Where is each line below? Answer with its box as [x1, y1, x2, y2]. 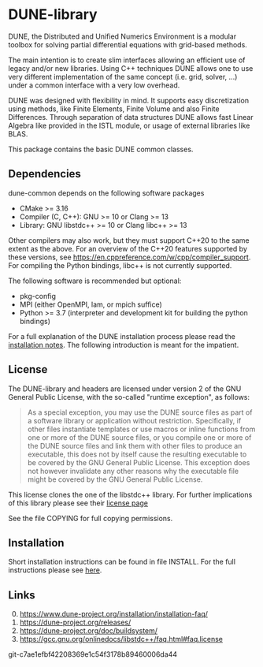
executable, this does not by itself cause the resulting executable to [27, 449, 247, 459]
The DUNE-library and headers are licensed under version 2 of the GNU [8, 384, 242, 393]
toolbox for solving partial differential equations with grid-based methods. [8, 39, 248, 49]
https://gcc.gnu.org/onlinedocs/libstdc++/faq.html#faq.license [19, 635, 223, 644]
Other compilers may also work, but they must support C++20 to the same [8, 235, 250, 245]
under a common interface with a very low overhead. [8, 80, 180, 90]
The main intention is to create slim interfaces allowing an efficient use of [8, 55, 246, 65]
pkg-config [19, 291, 57, 300]
